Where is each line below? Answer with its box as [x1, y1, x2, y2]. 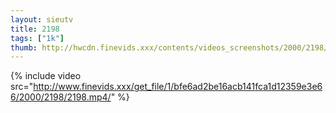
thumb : [10, 42, 38, 53]
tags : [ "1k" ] [10, 33, 65, 43]
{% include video [10, 70, 82, 82]
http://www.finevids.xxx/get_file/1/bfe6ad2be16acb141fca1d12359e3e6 [33, 81, 323, 93]
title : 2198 [10, 24, 60, 34]
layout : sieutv [10, 14, 74, 25]
